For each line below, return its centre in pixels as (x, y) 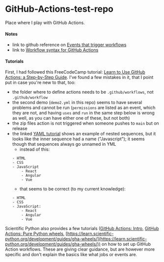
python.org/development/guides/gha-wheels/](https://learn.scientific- (76, 239)
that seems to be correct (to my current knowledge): (73, 189)
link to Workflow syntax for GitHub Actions (55, 50)
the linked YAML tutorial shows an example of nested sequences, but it (84, 134)
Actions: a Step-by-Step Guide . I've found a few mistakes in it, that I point (79, 78)
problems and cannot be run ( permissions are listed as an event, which (84, 108)
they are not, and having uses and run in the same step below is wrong (83, 113)
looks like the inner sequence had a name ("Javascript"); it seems (78, 139)
